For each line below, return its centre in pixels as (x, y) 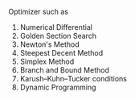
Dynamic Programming (58, 87)
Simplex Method (47, 61)
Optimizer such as (38, 12)
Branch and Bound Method (65, 70)
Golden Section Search (58, 36)
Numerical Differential (56, 27)
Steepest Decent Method (61, 53)
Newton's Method (49, 44)
